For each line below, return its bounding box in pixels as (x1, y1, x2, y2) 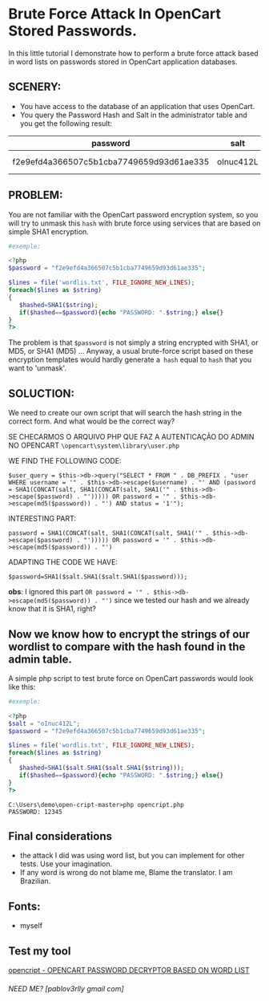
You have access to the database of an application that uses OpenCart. (19, 101, 255, 111)
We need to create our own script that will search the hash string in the (8, 408, 243, 418)
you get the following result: (19, 118, 113, 128)
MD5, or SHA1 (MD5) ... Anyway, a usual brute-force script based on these (8, 346, 254, 356)
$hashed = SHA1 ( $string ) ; (18, 301, 98, 309)
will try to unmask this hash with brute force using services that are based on (8, 218, 261, 228)
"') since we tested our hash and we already (101, 595, 250, 606)
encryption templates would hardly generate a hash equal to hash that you (8, 355, 252, 365)
